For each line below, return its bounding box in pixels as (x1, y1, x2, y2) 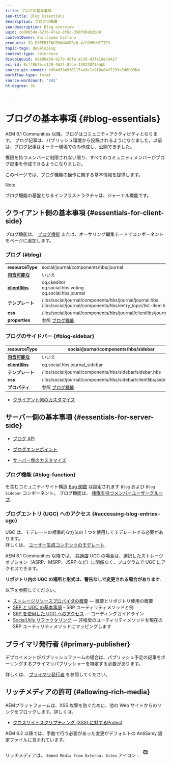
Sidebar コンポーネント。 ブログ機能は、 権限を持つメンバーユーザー (5, 489, 150, 496)
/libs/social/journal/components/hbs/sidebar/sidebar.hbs (41, 369, 161, 375)
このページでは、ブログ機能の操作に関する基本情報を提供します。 (5, 171, 144, 178)
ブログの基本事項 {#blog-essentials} (5, 113, 161, 124)
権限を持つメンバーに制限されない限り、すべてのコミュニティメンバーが (5, 154, 156, 160)
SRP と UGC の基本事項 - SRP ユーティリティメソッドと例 (12, 604, 134, 611)
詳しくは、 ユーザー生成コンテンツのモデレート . (5, 542, 106, 548)
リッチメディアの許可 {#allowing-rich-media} (5, 688, 151, 696)
